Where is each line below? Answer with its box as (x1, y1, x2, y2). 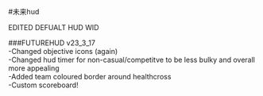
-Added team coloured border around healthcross (8, 72, 172, 81)
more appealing (8, 63, 60, 73)
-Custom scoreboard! (8, 80, 79, 90)
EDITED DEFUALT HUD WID (8, 23, 99, 32)
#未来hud (8, 7, 40, 16)
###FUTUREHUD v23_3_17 (8, 38, 95, 48)
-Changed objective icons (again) (8, 47, 118, 56)
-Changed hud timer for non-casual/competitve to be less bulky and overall (8, 55, 256, 64)
